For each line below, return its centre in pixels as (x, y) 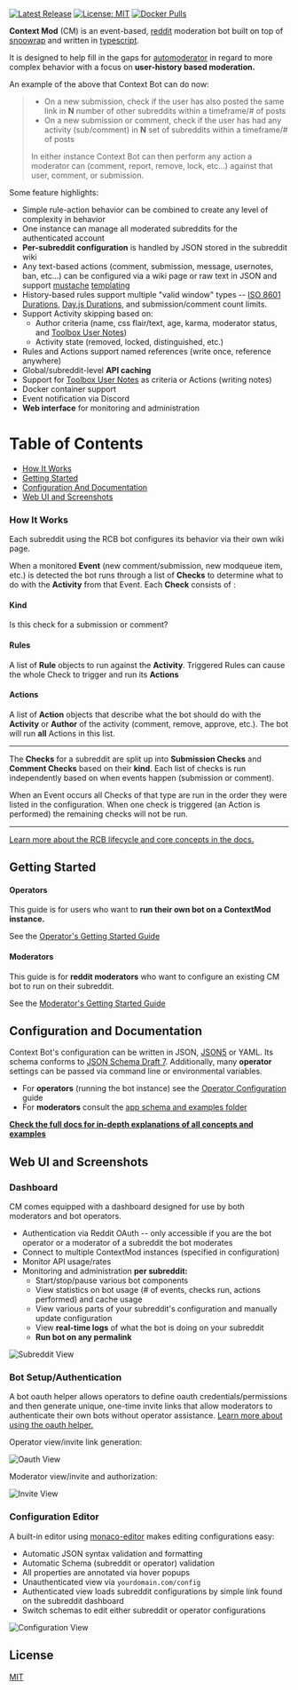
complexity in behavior (64, 219)
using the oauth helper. (51, 1425)
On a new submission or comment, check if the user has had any (163, 120)
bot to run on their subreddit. (62, 985)
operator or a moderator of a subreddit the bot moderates (127, 1243)
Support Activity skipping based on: (87, 314)
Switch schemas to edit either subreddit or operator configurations (144, 1610)
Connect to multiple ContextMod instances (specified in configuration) (151, 1252)
